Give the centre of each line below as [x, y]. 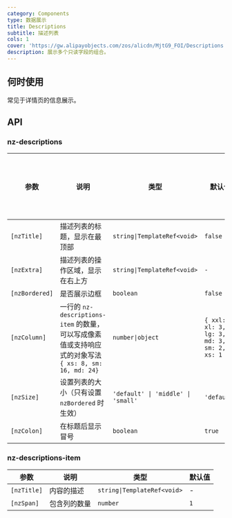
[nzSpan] [25, 503]
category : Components [38, 14]
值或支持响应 [81, 345]
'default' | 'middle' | [152, 394]
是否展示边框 [81, 294]
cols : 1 [18, 39]
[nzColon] [27, 431]
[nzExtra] [27, 270]
